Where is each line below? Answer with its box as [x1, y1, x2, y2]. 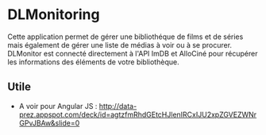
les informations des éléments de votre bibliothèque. [7, 57, 179, 67]
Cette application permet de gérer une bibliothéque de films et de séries [7, 32, 244, 41]
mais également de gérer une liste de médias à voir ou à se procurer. [7, 40, 232, 49]
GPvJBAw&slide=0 [18, 118, 80, 128]
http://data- [98, 101, 137, 110]
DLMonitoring [7, 6, 100, 24]
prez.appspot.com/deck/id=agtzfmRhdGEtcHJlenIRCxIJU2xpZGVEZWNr [18, 110, 257, 119]
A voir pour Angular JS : [18, 101, 98, 110]
